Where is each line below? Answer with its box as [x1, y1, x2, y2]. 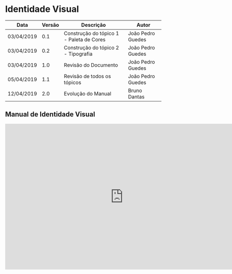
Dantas [128, 93, 145, 100]
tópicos [63, 79, 82, 86]
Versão [42, 21, 59, 28]
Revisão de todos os [63, 73, 112, 80]
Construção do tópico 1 [63, 30, 119, 37]
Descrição [81, 21, 106, 28]
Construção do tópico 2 [63, 44, 119, 51]
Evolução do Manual [63, 90, 112, 97]
